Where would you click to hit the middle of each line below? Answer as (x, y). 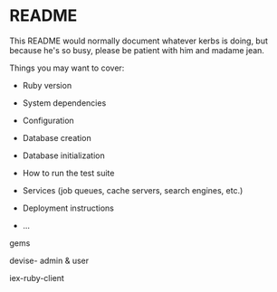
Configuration (48, 120)
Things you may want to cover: (67, 68)
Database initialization (64, 155)
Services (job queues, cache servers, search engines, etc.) (133, 190)
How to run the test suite (68, 173)
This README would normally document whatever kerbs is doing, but (139, 41)
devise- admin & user (49, 260)
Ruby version (47, 85)
